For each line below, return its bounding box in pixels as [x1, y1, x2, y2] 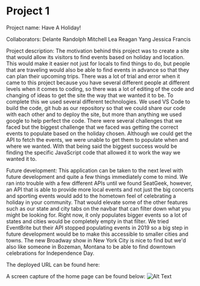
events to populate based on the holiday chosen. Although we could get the [6, 130, 192, 137]
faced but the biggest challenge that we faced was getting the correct [6, 123, 179, 130]
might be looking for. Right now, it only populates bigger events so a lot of [6, 211, 187, 218]
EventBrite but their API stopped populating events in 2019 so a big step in [6, 224, 189, 231]
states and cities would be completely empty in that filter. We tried [6, 217, 169, 225]
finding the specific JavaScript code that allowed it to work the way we [6, 148, 181, 156]
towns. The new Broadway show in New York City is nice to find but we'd [6, 236, 186, 244]
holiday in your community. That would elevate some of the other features [6, 199, 188, 206]
